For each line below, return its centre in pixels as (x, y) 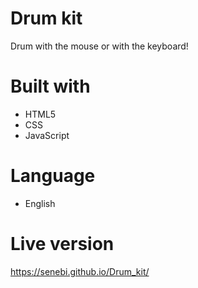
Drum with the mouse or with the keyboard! (99, 46)
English (40, 203)
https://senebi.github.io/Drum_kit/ (80, 271)
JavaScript (47, 135)
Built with (50, 86)
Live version (62, 244)
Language (53, 176)
